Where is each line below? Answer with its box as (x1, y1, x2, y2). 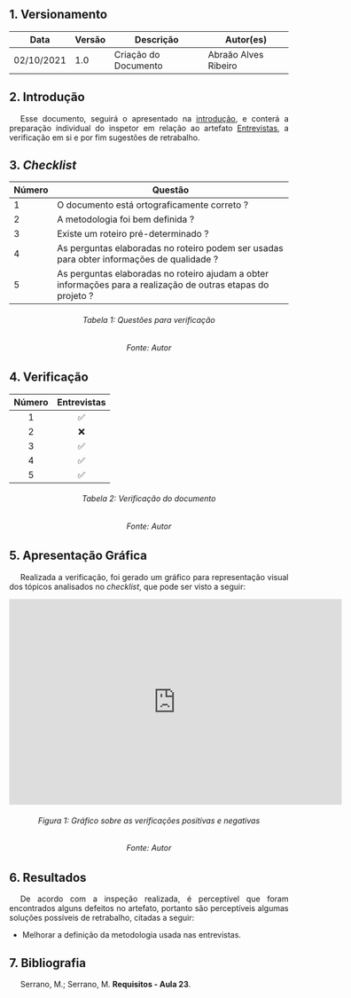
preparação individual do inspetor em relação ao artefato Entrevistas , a (9, 122, 289, 133)
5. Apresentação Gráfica (9, 548, 148, 563)
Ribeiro (207, 59, 238, 72)
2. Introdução (9, 90, 86, 105)
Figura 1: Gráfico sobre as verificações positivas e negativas (37, 815, 261, 826)
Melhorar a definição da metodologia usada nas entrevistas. (21, 930, 242, 940)
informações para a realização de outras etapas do (57, 279, 269, 291)
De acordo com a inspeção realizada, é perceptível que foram (20, 893, 289, 904)
